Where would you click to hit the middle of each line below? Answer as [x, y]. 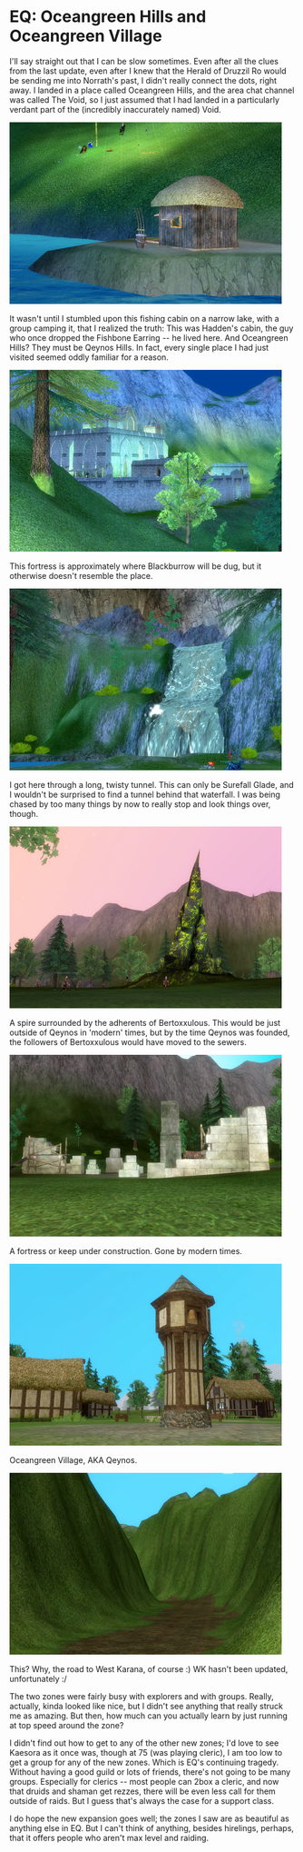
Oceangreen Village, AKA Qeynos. [73, 1459]
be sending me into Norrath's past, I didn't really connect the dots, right [143, 80]
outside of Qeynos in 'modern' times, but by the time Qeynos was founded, [150, 1032]
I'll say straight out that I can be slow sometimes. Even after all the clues [144, 61]
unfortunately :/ [39, 1678]
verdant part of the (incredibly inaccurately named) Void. [116, 109]
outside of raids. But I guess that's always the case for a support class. [142, 1800]
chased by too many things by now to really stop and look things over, [140, 804]
